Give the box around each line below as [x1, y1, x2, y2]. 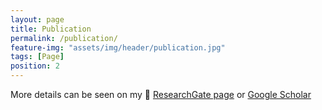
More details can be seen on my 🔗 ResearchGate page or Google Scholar [10, 89, 312, 100]
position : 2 [10, 61, 60, 71]
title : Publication [10, 24, 92, 34]
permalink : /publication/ [10, 33, 118, 43]
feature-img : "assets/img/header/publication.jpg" [10, 42, 226, 53]
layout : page [10, 14, 65, 25]
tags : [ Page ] [10, 52, 65, 62]
